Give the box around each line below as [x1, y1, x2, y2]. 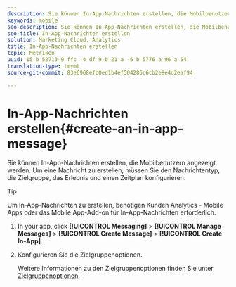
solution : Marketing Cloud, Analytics [7, 37, 121, 44]
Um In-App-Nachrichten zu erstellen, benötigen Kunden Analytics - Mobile [7, 201, 223, 210]
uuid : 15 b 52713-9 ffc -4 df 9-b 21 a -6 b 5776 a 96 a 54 [7, 56, 188, 63]
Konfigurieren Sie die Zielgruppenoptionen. [17, 250, 143, 259]
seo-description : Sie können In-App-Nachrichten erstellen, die [7, 23, 199, 30]
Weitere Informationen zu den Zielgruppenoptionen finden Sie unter [17, 264, 214, 273]
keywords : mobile [7, 17, 58, 24]
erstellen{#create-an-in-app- [7, 120, 184, 136]
